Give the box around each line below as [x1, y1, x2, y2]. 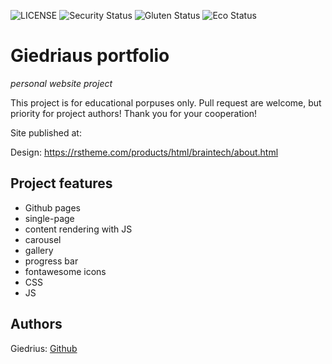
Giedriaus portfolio [10, 45, 170, 67]
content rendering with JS [24, 223, 133, 235]
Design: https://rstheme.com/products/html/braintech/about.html [10, 146, 279, 158]
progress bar [24, 255, 79, 267]
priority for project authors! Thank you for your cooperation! [10, 107, 258, 119]
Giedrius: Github [10, 342, 78, 354]
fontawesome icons [24, 265, 107, 277]
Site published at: [10, 126, 82, 139]
